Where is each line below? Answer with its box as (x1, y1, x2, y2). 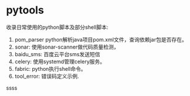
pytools (6, 4, 44, 17)
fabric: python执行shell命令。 (14, 65, 87, 72)
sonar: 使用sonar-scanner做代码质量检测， (14, 43, 119, 50)
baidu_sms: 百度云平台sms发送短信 (14, 50, 100, 57)
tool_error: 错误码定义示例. (14, 73, 80, 80)
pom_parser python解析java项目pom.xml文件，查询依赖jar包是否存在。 (14, 36, 188, 43)
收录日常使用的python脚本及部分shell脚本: (6, 23, 109, 30)
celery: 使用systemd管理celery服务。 (14, 58, 105, 65)
